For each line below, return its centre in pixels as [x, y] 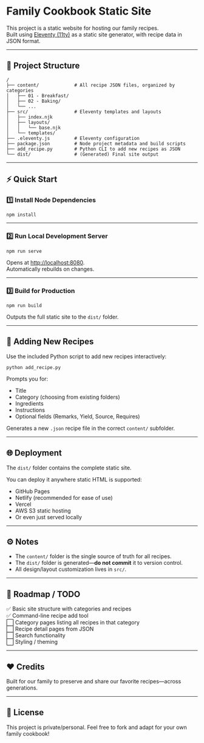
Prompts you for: [27, 379]
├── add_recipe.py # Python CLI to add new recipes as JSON [93, 149]
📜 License [25, 713]
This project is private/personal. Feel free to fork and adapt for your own [97, 727]
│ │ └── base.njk [34, 128]
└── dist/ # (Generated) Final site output [83, 154]
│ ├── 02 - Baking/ [34, 101]
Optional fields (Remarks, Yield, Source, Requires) [77, 416]
